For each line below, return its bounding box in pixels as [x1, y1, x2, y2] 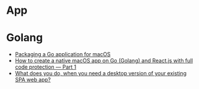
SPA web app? [14, 76, 51, 84]
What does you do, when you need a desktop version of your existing [14, 70, 187, 77]
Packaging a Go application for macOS [14, 51, 111, 58]
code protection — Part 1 [14, 63, 77, 70]
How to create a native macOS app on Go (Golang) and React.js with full [14, 57, 193, 65]
